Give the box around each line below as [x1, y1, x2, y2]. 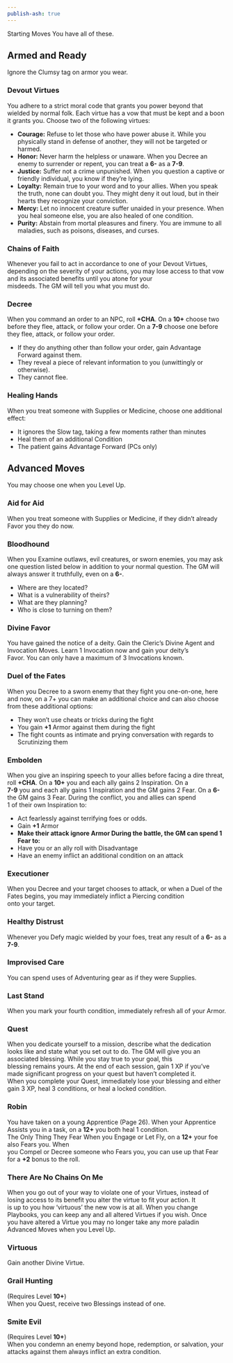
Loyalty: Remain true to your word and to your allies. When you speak [17, 182, 218, 190]
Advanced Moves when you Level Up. [7, 1225, 116, 1233]
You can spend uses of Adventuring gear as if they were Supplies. [7, 973, 197, 982]
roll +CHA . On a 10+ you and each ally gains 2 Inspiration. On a [7, 778, 189, 786]
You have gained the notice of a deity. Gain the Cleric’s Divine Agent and [7, 639, 215, 647]
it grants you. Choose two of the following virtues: [7, 116, 151, 124]
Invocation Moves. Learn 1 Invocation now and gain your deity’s [7, 647, 189, 655]
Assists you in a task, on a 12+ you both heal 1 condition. [7, 1125, 169, 1133]
